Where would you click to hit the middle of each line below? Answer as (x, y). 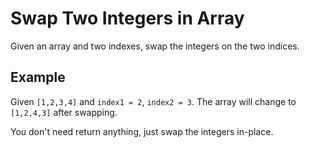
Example (38, 77)
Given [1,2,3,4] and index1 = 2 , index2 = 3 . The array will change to (153, 101)
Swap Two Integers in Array (127, 18)
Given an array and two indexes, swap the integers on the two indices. (155, 46)
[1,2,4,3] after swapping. (64, 112)
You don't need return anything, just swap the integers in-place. (142, 131)
